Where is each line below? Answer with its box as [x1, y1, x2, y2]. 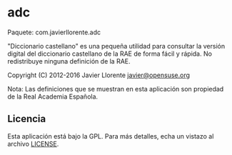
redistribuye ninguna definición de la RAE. [7, 56, 131, 65]
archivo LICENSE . [7, 139, 59, 148]
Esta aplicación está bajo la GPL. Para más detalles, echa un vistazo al [7, 131, 214, 140]
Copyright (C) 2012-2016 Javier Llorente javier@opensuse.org [7, 71, 191, 79]
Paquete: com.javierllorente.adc [7, 28, 101, 36]
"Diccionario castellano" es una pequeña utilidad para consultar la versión [7, 41, 226, 50]
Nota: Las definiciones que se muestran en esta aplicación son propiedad [7, 84, 224, 93]
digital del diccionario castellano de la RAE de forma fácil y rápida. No [7, 49, 213, 58]
